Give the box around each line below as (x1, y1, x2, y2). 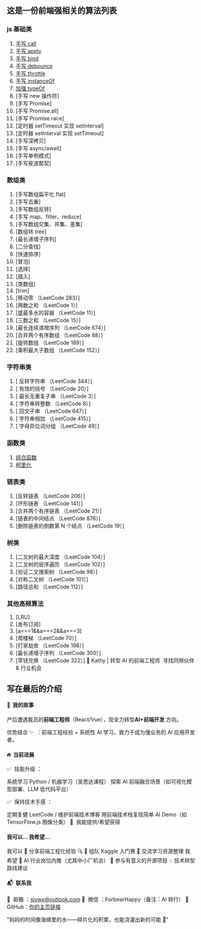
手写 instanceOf (15, 77, 55, 84)
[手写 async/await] (15, 144, 62, 151)
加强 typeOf (15, 84, 45, 92)
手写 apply (15, 47, 42, 54)
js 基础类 (7, 25, 32, 33)
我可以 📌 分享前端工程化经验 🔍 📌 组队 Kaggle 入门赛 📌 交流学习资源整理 (7, 848, 184, 855)
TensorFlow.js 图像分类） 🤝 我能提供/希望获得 (7, 818, 120, 826)
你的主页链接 (29, 903, 61, 910)
